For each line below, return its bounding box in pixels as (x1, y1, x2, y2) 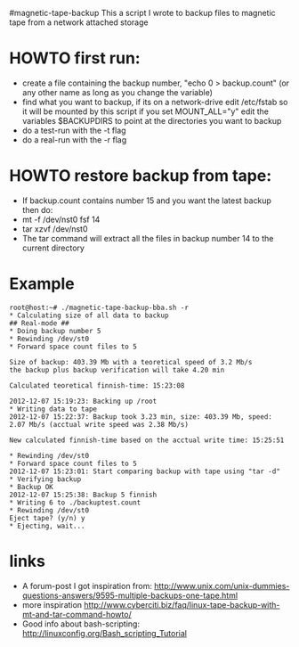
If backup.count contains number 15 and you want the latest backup (21, 195, 271, 206)
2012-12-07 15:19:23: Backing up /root (9, 397, 158, 405)
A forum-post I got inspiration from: (21, 580, 153, 591)
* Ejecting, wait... (9, 521, 86, 530)
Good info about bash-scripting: (21, 618, 141, 629)
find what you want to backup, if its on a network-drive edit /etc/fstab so (21, 96, 288, 107)
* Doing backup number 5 (9, 326, 101, 335)
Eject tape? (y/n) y (9, 513, 86, 522)
